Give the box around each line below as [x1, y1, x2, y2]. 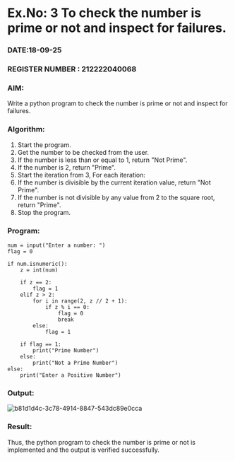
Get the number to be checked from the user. [17, 148, 150, 156]
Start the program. [17, 140, 72, 149]
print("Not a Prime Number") [32, 359, 119, 366]
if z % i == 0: [44, 303, 90, 310]
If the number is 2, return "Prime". [17, 163, 116, 171]
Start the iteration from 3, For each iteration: [17, 170, 146, 179]
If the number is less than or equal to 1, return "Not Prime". [17, 156, 188, 164]
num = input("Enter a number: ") [7, 242, 106, 249]
